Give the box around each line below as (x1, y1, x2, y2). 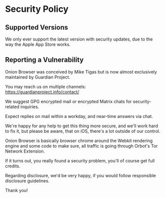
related (5, 104, 20, 110)
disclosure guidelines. (5, 178, 50, 184)
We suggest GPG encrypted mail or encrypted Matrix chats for (5, 98, 132, 104)
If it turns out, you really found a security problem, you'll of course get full (5, 158, 155, 163)
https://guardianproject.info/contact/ (5, 89, 80, 95)
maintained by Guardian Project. (5, 74, 70, 80)
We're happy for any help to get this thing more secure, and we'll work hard (5, 122, 159, 129)
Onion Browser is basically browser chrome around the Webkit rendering (5, 137, 153, 144)
